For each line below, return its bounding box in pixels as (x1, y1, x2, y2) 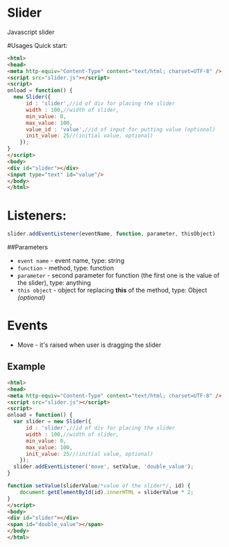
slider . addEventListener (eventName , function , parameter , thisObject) (7, 231, 216, 238)
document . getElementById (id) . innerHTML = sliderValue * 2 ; (19, 489, 194, 496)
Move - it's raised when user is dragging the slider (17, 341, 162, 349)
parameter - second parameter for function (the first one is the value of (17, 271, 220, 279)
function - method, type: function (17, 264, 114, 272)
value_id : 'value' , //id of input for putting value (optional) (25, 126, 216, 133)
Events (7, 318, 49, 334)
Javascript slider (7, 28, 55, 36)
